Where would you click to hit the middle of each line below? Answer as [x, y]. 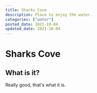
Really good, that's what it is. [36, 85]
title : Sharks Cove [26, 10]
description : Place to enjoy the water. [49, 15]
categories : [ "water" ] [29, 19]
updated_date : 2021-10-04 [33, 29]
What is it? [22, 72]
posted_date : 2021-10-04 [32, 24]
